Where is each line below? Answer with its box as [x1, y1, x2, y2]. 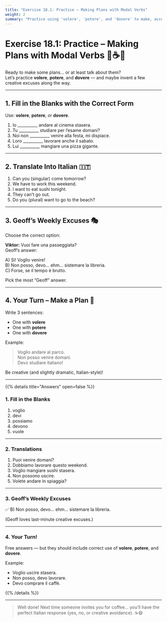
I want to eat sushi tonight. [12, 186, 67, 192]
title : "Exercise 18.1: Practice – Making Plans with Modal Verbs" [5, 7, 148, 12]
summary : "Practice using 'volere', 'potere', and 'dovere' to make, [5, 16, 153, 21]
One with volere [12, 319, 46, 325]
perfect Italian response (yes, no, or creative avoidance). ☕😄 [17, 610, 143, 616]
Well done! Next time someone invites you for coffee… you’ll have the [17, 604, 160, 610]
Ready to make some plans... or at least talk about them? [5, 69, 121, 75]
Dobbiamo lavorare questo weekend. [12, 462, 88, 468]
